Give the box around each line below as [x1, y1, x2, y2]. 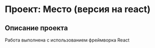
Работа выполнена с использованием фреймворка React [5, 37, 130, 43]
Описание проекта [5, 24, 68, 32]
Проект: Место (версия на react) [5, 4, 151, 15]
